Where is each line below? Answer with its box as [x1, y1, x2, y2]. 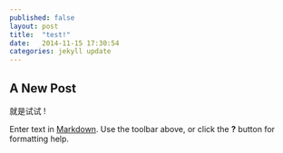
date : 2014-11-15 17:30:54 [9, 38, 120, 48]
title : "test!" [9, 30, 71, 39]
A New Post [9, 81, 77, 96]
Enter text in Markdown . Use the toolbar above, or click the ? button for [9, 123, 275, 134]
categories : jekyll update [9, 47, 112, 56]
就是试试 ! [9, 105, 46, 116]
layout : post [9, 22, 59, 31]
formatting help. [9, 133, 70, 144]
